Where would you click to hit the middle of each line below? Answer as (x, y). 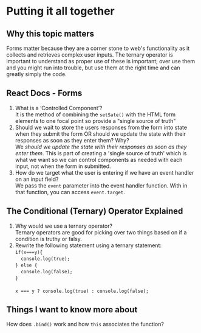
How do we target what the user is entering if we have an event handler (104, 172)
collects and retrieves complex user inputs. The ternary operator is (90, 55)
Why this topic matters (50, 34)
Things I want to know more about (72, 310)
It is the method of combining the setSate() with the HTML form (95, 114)
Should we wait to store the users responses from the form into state (101, 127)
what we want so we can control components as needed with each (99, 159)
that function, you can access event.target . (70, 192)
